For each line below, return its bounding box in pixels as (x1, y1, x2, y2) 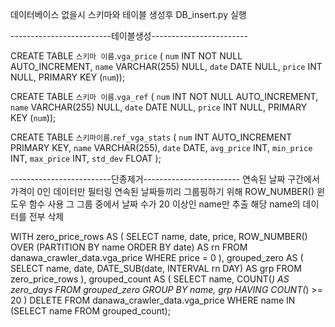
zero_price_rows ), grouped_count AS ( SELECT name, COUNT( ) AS (10, 273, 290, 285)
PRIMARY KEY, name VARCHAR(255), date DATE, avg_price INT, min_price (10, 142, 313, 153)
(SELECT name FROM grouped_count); (10, 305, 171, 317)
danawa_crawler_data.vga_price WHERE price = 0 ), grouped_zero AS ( (10, 252, 304, 263)
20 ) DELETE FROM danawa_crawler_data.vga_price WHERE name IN (10, 294, 296, 306)
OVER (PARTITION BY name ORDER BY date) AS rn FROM (10, 241, 248, 253)
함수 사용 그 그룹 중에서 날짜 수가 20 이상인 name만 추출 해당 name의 (28, 198, 301, 210)
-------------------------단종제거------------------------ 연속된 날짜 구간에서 (10, 173, 320, 185)
